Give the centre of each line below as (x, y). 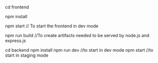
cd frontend (17, 7)
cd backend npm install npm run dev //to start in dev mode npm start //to (79, 50)
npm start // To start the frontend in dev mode (52, 26)
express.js (16, 41)
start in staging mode (27, 55)
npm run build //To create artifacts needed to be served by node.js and (77, 35)
